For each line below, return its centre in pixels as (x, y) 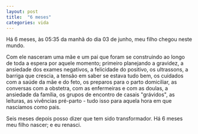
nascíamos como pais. (33, 107)
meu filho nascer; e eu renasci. (44, 125)
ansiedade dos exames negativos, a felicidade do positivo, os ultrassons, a (97, 70)
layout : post (22, 12)
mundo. (15, 45)
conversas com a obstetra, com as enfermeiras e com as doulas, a (87, 89)
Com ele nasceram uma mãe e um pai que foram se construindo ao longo (95, 57)
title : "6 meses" (29, 17)
